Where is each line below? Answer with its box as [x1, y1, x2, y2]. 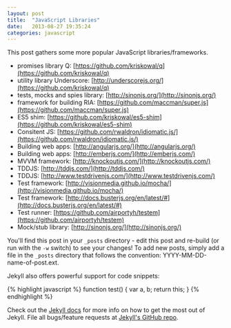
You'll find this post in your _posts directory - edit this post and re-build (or [7, 236, 219, 245]
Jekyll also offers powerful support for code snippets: [7, 272, 160, 280]
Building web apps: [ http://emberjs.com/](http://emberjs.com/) [17, 150, 196, 158]
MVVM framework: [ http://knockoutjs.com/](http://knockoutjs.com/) [17, 157, 211, 166]
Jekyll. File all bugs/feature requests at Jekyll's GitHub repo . [7, 313, 179, 322]
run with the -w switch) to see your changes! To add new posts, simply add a [7, 244, 225, 252]
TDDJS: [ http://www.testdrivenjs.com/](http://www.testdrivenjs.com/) [17, 172, 216, 180]
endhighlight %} [7, 293, 53, 301]
